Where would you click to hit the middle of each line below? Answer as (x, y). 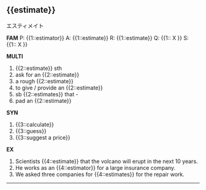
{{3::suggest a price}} (43, 137)
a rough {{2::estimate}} (44, 81)
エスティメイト (25, 25)
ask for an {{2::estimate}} (47, 74)
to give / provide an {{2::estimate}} (59, 88)
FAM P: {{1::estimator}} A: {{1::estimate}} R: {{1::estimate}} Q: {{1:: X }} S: (97, 38)
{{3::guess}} (31, 131)
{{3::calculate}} (34, 124)
